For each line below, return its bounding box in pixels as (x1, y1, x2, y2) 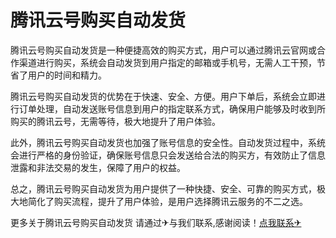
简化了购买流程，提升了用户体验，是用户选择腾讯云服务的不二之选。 (27, 195, 308, 207)
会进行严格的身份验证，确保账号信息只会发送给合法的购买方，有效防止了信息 (10, 149, 326, 161)
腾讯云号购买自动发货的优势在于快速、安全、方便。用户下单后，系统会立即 (10, 90, 317, 102)
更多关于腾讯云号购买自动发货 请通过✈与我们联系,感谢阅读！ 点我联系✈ (10, 216, 302, 228)
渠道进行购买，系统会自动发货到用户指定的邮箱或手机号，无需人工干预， (18, 56, 317, 68)
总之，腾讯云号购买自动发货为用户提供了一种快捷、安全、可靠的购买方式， (10, 182, 317, 195)
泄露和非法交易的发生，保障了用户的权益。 (10, 161, 186, 173)
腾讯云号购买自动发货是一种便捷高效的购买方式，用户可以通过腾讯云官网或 (10, 44, 317, 56)
